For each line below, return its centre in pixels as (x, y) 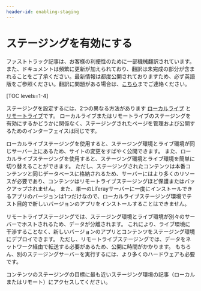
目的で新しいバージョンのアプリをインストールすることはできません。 (103, 204)
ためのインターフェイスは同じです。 (55, 130)
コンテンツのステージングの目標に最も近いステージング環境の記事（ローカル (101, 274)
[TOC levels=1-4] (27, 96)
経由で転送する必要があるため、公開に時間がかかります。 (103, 247)
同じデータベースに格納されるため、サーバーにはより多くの (106, 173)
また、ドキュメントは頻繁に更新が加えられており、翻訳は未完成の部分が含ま (100, 69)
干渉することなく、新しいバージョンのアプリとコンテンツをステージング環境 (101, 231)
